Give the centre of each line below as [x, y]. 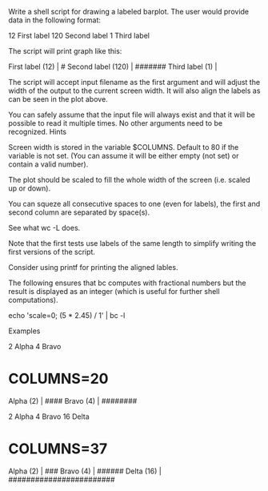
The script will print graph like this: [65, 51]
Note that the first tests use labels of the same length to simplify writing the [132, 243]
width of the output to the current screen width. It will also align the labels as [134, 91]
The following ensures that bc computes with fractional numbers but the [127, 283]
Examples [24, 331]
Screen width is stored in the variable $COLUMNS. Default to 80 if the [124, 147]
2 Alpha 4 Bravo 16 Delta [49, 417]
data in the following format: [55, 20]
